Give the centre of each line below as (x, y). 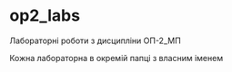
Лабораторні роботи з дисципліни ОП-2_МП (96, 40)
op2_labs (45, 16)
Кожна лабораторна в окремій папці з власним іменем (116, 58)
